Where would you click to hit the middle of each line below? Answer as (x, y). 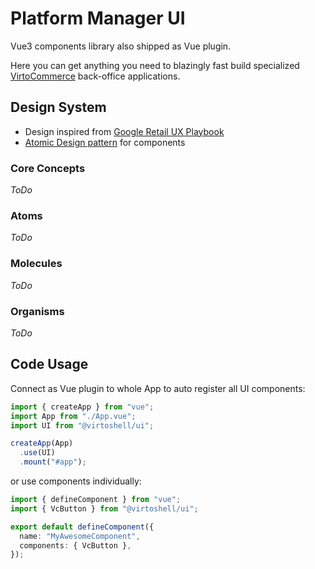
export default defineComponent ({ (82, 527)
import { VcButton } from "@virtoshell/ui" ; (104, 508)
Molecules (36, 264)
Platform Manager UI (98, 18)
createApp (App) (42, 443)
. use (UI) (37, 453)
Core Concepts (48, 168)
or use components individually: (76, 481)
